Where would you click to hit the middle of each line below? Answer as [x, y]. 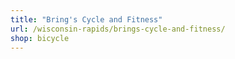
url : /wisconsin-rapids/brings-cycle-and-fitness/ [118, 29]
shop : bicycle [40, 38]
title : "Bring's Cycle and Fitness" [86, 19]
